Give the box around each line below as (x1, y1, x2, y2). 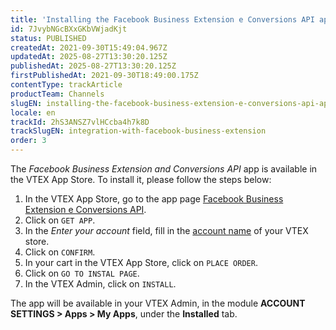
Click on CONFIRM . (24, 246, 96, 258)
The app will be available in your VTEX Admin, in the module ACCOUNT (10, 297, 306, 309)
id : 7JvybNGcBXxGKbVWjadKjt (10, 24, 128, 34)
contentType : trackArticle (10, 80, 123, 90)
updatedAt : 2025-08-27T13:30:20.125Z (10, 52, 168, 62)
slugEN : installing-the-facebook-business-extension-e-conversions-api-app (10, 98, 333, 108)
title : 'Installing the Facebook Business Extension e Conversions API (10, 14, 315, 25)
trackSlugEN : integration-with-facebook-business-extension (10, 126, 267, 136)
